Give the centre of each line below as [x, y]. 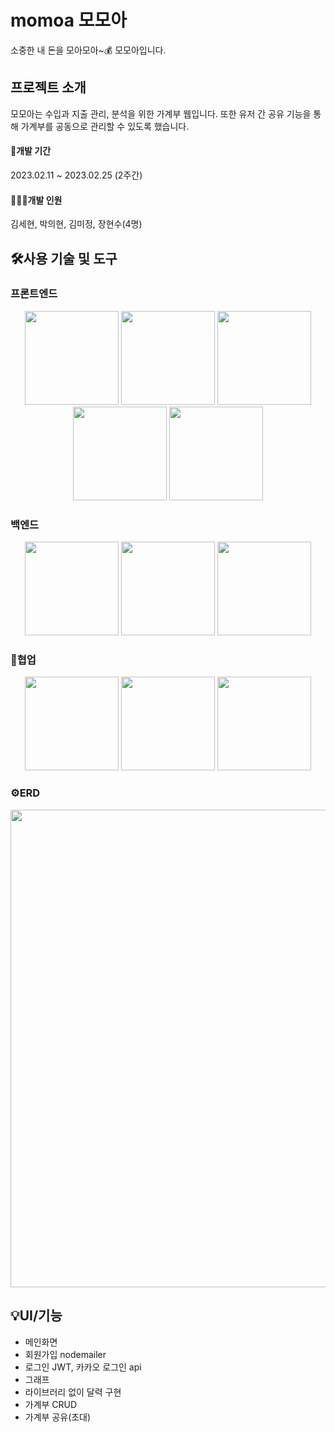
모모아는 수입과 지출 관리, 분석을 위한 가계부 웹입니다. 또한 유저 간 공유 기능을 [161, 113]
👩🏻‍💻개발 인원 [36, 200]
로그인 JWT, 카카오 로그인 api [83, 1367]
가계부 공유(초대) [58, 1417]
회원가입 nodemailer [65, 1354]
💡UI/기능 [36, 1316]
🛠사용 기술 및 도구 [64, 258]
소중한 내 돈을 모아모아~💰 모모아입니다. [88, 50]
